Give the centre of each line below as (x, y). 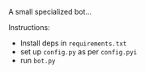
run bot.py (38, 60)
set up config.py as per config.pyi (79, 52)
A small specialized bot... (50, 12)
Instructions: (29, 27)
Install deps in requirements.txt (73, 43)
